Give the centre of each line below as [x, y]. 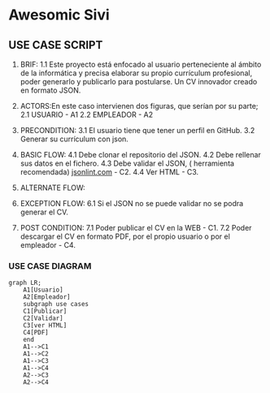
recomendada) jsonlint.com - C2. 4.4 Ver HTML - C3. [109, 172]
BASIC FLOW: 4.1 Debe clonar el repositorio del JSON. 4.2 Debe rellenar [141, 155]
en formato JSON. [50, 90]
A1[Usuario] [43, 290]
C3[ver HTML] [45, 326]
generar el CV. [44, 212]
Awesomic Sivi [59, 15]
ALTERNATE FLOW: [52, 188]
